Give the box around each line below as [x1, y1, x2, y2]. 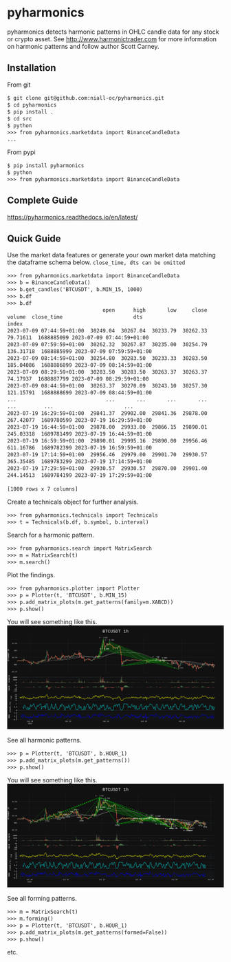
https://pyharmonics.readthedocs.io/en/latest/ [7, 213, 138, 221]
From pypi [7, 148, 36, 156]
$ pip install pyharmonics [7, 162, 85, 169]
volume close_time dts [7, 314, 143, 321]
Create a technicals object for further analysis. [7, 498, 139, 506]
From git [7, 81, 31, 89]
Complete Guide [7, 195, 78, 206]
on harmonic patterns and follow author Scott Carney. [7, 42, 159, 50]
